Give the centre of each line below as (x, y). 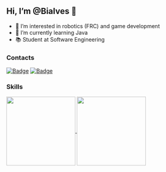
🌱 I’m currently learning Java (51, 32)
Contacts (21, 58)
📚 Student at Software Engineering (60, 39)
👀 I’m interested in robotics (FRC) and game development (88, 26)
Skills (15, 87)
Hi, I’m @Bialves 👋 (41, 11)
